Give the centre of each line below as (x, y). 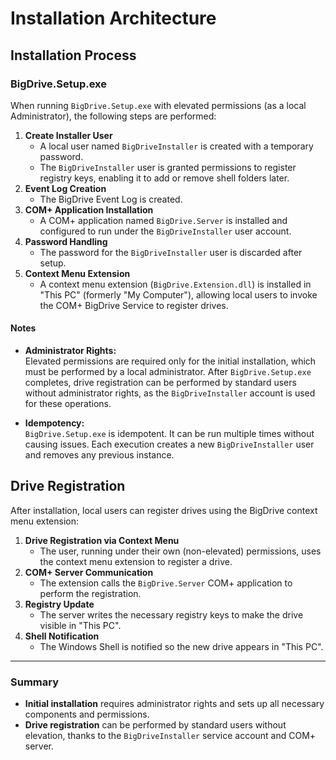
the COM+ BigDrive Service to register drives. (134, 305)
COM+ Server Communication (89, 572)
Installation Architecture (113, 18)
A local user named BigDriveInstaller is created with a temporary (176, 146)
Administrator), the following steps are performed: (113, 116)
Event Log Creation (65, 188)
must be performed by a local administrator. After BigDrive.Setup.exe (168, 372)
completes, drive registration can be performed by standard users (160, 383)
